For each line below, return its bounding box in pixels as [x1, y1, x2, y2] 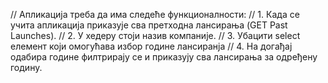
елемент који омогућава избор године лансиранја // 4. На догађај [10, 40, 293, 52]
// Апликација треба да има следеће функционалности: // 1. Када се [10, 9, 300, 20]
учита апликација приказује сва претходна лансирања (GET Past [10, 19, 288, 31]
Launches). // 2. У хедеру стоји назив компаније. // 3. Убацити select [10, 30, 301, 41]
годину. [10, 62, 43, 73]
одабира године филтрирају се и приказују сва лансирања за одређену [10, 51, 318, 63]
